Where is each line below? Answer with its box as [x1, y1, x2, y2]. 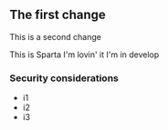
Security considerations [9, 72, 119, 85]
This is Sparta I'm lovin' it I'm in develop [9, 49, 160, 60]
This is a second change [9, 31, 102, 42]
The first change [9, 7, 107, 23]
